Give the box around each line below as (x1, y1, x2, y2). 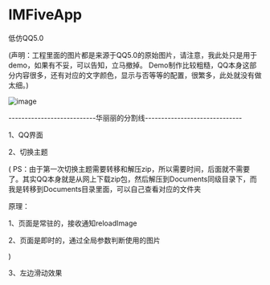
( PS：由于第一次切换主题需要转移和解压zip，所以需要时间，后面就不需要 (8, 164, 251, 173)
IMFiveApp (8, 6, 83, 24)
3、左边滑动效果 (8, 267, 63, 278)
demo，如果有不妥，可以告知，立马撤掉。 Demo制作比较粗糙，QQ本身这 (8, 60, 250, 70)
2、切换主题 (8, 147, 48, 157)
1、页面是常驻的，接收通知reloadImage (8, 218, 137, 228)
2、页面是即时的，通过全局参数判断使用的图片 (8, 235, 161, 245)
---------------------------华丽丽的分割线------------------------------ (8, 112, 243, 122)
